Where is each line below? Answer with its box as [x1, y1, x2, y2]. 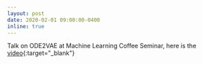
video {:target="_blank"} [7, 49, 75, 57]
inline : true [7, 23, 45, 30]
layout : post [7, 10, 45, 17]
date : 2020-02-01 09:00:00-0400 [7, 17, 100, 23]
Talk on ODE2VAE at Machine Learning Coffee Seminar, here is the [7, 42, 197, 50]
